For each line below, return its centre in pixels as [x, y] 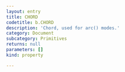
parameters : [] [25, 50]
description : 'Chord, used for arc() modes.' [63, 28]
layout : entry [24, 11]
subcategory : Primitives [37, 39]
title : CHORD [22, 17]
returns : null [24, 44]
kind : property [25, 55]
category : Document [30, 33]
